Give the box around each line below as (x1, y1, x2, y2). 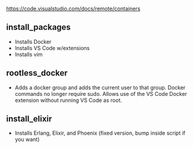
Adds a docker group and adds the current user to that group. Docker (14, 83, 186, 91)
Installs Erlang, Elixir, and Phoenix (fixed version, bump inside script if (14, 129, 186, 136)
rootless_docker (6, 68, 68, 78)
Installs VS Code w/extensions (14, 44, 90, 51)
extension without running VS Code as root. (14, 97, 122, 104)
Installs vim (14, 51, 43, 58)
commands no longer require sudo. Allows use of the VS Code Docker (14, 90, 188, 97)
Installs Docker (14, 38, 52, 45)
